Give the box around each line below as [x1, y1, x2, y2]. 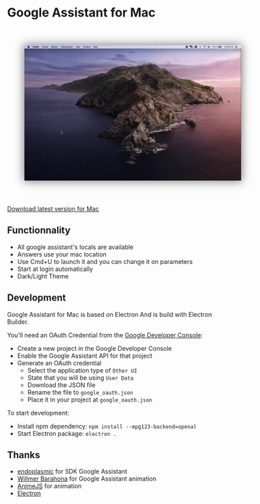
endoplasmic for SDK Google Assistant [17, 468, 127, 476]
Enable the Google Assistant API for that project [17, 351, 153, 360]
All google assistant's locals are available [17, 243, 134, 251]
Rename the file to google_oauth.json [27, 388, 133, 396]
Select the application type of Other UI [27, 366, 138, 374]
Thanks [7, 449, 41, 461]
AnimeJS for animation [17, 482, 83, 490]
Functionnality [7, 225, 71, 237]
